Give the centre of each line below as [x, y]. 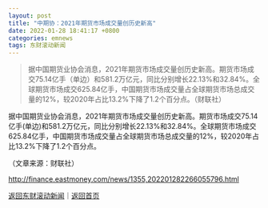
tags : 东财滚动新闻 [37, 46]
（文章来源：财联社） [43, 163]
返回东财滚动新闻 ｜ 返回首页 [54, 196]
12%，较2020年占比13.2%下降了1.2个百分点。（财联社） [134, 99]
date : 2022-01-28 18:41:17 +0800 [64, 30]
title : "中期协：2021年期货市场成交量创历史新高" [82, 23]
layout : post [30, 16]
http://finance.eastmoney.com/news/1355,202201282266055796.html [124, 179]
